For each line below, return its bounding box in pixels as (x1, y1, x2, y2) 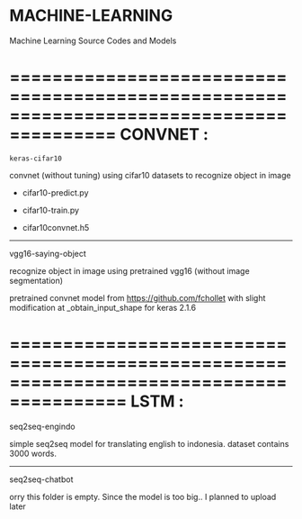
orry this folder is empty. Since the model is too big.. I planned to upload (9, 491, 277, 502)
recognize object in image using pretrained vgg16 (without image (9, 265, 250, 276)
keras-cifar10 (9, 154, 63, 163)
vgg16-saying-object (9, 248, 87, 259)
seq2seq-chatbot (9, 474, 74, 485)
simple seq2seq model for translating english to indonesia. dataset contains (9, 438, 289, 449)
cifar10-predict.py (22, 187, 89, 198)
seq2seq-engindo (9, 421, 75, 432)
